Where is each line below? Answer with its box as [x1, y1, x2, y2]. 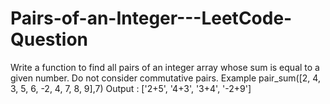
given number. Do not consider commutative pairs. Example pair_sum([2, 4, [10, 72, 321, 84]
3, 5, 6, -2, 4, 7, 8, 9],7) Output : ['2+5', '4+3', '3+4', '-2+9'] [10, 82, 252, 94]
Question [10, 28, 88, 51]
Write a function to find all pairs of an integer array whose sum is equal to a [10, 61, 320, 73]
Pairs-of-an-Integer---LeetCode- [10, 7, 293, 30]
